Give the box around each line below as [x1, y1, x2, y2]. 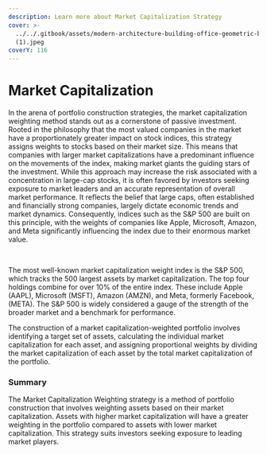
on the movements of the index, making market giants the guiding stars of [8, 159, 250, 169]
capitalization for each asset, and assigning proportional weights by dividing [8, 340, 258, 350]
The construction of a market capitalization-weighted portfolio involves [8, 323, 241, 333]
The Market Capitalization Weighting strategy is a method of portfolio [8, 394, 234, 405]
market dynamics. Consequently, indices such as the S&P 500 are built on [8, 209, 250, 219]
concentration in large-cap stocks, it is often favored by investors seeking [8, 176, 250, 185]
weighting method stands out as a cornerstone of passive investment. [8, 116, 237, 126]
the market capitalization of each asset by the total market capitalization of [8, 348, 253, 358]
